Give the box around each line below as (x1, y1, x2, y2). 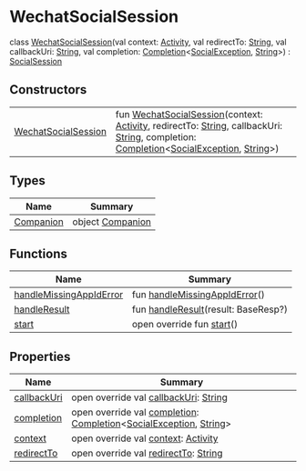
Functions (9, 246, 68, 261)
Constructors (9, 82, 87, 97)
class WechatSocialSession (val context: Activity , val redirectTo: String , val (9, 36, 287, 47)
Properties (9, 348, 71, 365)
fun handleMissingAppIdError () (131, 288, 266, 301)
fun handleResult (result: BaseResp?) (131, 303, 289, 316)
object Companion (72, 215, 152, 228)
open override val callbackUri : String (71, 391, 228, 404)
